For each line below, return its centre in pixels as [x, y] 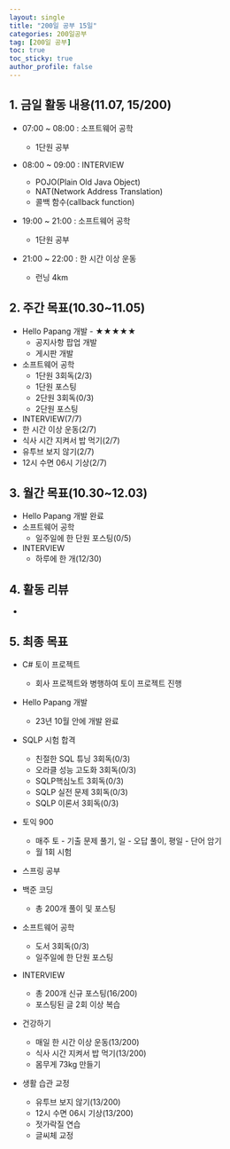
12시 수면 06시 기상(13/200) [84, 1113]
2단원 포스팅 [57, 408]
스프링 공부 [41, 870]
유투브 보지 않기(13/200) [78, 1102]
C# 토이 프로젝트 [51, 664]
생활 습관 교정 [46, 1082]
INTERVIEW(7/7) [52, 419]
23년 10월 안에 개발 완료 [77, 720]
